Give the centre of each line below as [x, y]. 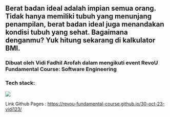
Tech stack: [20, 83]
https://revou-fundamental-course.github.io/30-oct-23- [106, 104]
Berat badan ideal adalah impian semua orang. [81, 8]
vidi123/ [14, 109]
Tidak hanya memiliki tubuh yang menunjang [79, 17]
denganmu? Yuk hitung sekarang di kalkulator [80, 40]
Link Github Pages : [26, 104]
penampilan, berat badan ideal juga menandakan [85, 24]
